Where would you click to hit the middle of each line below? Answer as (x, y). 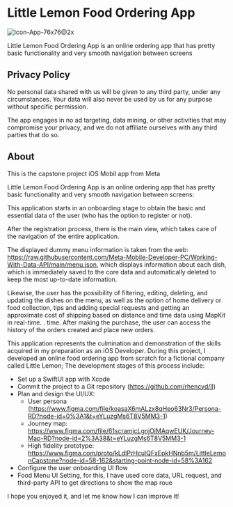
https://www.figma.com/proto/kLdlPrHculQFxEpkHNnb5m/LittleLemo (127, 453)
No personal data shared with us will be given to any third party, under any (114, 91)
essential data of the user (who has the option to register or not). (100, 215)
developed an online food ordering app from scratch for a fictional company (116, 358)
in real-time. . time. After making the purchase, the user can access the (109, 322)
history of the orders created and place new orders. (81, 329)
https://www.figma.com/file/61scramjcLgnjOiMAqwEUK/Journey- (121, 430)
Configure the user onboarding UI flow (72, 467)
